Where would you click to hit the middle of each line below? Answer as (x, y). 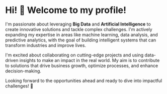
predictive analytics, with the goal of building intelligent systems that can (81, 40)
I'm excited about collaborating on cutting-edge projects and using (74, 55)
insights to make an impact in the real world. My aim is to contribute (90, 60)
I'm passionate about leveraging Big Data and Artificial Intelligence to (78, 24)
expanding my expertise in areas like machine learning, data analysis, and (82, 34)
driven (12, 60)
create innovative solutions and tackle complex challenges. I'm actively (79, 29)
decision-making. (23, 71)
